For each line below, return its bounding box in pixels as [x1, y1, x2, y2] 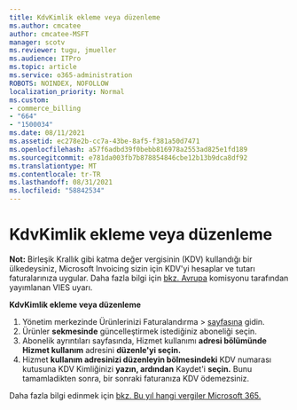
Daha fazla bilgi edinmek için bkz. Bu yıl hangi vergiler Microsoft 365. [9, 390, 262, 400]
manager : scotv [9, 37, 66, 47]
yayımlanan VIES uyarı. [9, 281, 93, 293]
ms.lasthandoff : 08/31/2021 [9, 178, 113, 187]
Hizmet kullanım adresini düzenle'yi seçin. [21, 344, 182, 355]
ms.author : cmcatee [9, 21, 82, 30]
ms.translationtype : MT [9, 162, 98, 170]
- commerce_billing [9, 104, 82, 113]
